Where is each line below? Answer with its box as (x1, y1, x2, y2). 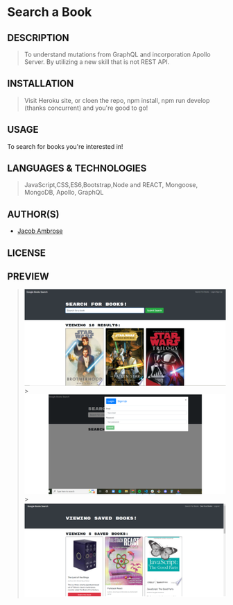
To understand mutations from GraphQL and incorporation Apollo (24, 50, 211, 58)
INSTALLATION (7, 78, 74, 90)
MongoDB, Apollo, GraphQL (24, 188, 104, 197)
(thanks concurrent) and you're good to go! (24, 104, 148, 112)
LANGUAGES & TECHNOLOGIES (7, 163, 147, 175)
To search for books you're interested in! (7, 142, 123, 150)
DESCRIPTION (7, 32, 69, 44)
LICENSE (7, 247, 46, 259)
